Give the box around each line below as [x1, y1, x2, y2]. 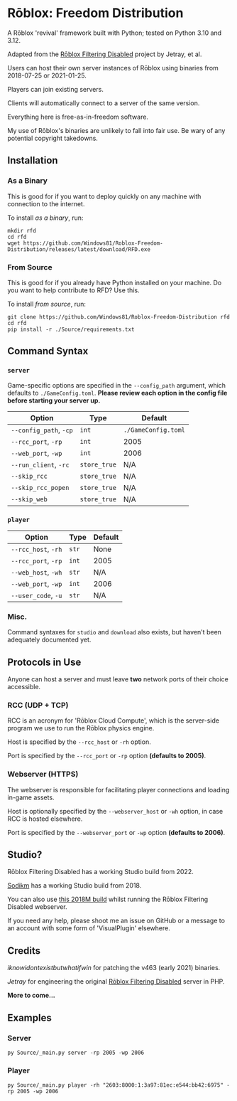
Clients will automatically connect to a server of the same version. [7, 98, 200, 107]
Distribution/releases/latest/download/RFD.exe [7, 245, 151, 253]
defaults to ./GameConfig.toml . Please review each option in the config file [7, 388, 228, 397]
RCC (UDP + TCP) [7, 700, 69, 710]
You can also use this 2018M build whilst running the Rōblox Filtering [7, 895, 209, 904]
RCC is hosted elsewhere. [7, 814, 83, 823]
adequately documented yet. [7, 635, 92, 644]
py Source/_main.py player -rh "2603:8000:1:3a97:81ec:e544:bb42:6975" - [7, 1082, 231, 1089]
